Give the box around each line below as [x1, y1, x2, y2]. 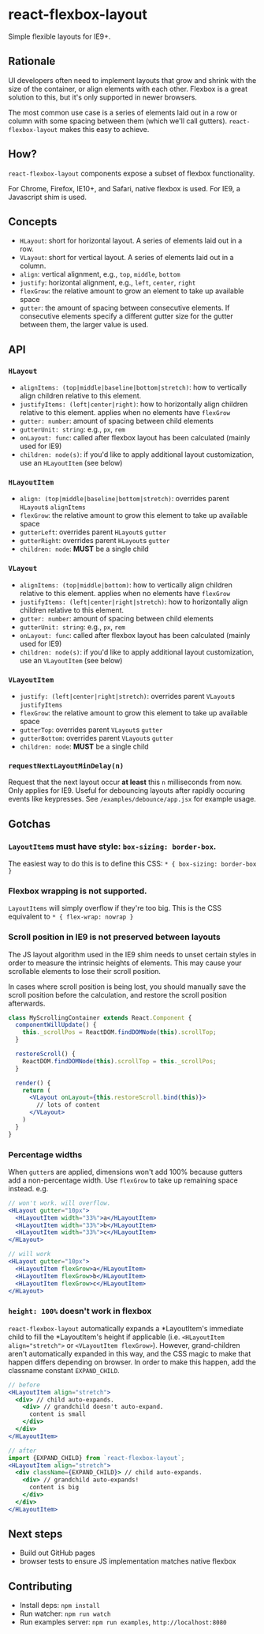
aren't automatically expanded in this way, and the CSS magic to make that [8, 1349, 251, 1358]
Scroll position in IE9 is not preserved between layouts [8, 931, 221, 942]
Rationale [8, 55, 56, 68]
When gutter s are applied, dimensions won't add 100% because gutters [8, 1167, 243, 1176]
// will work [8, 1251, 51, 1259]
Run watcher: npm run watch [19, 1609, 111, 1618]
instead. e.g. [8, 1183, 49, 1193]
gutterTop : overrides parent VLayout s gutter [19, 725, 163, 734]
